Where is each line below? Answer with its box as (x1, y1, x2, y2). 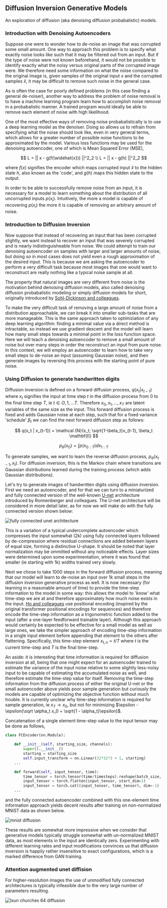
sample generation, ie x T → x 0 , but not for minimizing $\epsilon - (5, 701, 139, 709)
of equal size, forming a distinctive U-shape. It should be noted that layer (5, 543, 155, 549)
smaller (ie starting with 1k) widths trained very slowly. (5, 559, 117, 565)
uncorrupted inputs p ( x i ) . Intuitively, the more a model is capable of (5, 196, 144, 203)
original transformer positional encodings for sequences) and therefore (5, 606, 151, 612)
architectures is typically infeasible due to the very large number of (5, 883, 143, 889)
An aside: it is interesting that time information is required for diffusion (5, 654, 149, 660)
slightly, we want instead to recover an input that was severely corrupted (5, 238, 155, 244)
